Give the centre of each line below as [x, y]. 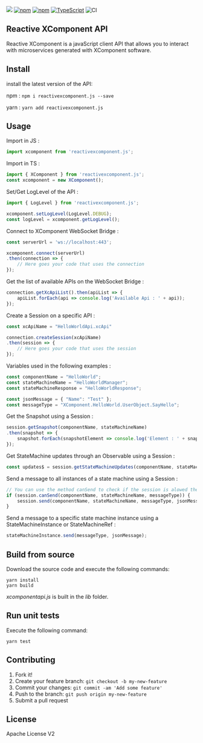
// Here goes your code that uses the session [77, 349]
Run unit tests [33, 616]
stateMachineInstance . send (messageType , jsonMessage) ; [77, 536]
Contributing [31, 660]
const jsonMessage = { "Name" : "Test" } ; [59, 399]
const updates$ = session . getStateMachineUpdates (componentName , [90, 467]
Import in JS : [23, 141]
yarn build [20, 586]
